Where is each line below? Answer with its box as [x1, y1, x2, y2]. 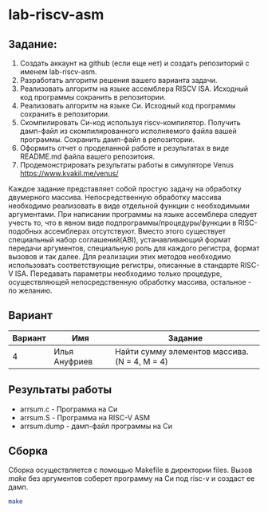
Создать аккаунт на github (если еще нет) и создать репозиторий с [19, 58, 250, 68]
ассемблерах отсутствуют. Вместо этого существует [43, 226, 226, 236]
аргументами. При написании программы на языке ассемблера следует [8, 210, 258, 219]
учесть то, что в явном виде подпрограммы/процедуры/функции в [8, 218, 237, 227]
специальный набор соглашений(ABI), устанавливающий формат [8, 235, 231, 244]
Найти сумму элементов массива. [114, 345, 249, 356]
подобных [8, 226, 42, 236]
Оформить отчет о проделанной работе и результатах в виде [19, 144, 230, 152]
